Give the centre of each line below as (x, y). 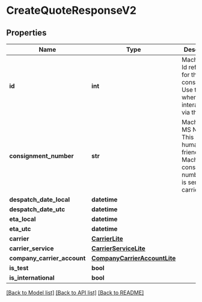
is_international (32, 278)
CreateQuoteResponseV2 (72, 11)
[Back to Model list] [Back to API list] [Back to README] (75, 293)
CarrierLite (107, 239)
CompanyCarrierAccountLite (133, 258)
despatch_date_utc (37, 209)
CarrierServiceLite (118, 248)
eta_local (23, 219)
